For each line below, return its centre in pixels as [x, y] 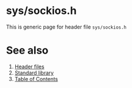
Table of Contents [36, 79]
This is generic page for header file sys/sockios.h [66, 27]
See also [27, 50]
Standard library [34, 73]
